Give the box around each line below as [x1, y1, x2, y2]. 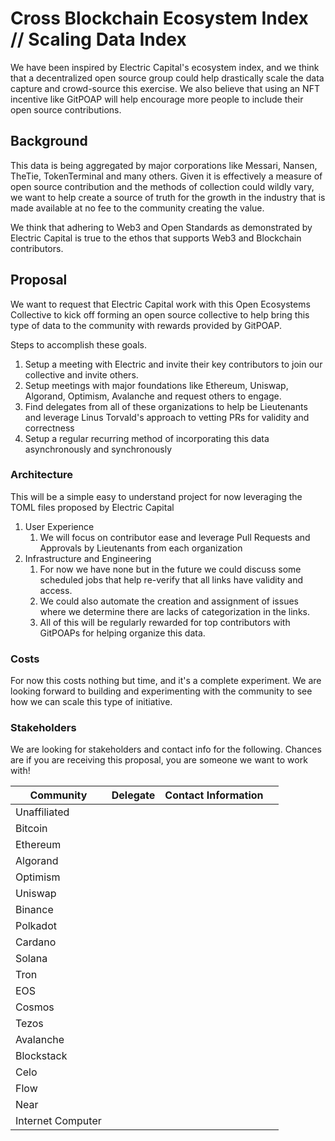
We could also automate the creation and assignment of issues [39, 595, 299, 607]
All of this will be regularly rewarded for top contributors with [39, 616, 291, 628]
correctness [24, 422, 75, 434]
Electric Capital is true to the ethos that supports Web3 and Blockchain [10, 232, 302, 244]
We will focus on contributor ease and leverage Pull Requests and [39, 531, 311, 543]
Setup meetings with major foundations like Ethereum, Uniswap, [24, 379, 289, 391]
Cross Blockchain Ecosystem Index [10, 7, 309, 30]
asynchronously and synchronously [24, 443, 173, 455]
